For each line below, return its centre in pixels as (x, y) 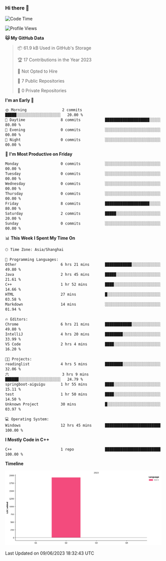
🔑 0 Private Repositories (42, 91)
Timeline (14, 464)
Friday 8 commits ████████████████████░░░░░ (83, 204)
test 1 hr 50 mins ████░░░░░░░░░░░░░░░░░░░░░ (83, 394)
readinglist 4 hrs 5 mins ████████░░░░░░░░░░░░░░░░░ (83, 364)
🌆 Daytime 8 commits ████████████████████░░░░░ (83, 120)
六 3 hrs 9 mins (47, 375)
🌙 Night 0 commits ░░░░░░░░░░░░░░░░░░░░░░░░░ (83, 140)
